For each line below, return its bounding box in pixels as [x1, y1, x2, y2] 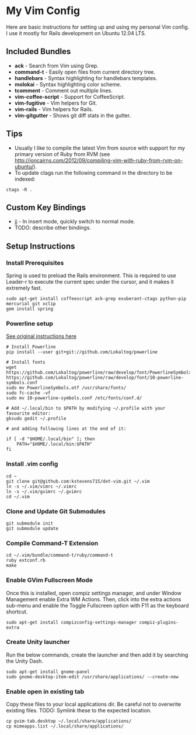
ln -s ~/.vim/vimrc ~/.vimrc [6, 484, 77, 489]
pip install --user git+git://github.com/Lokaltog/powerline [6, 349, 158, 355]
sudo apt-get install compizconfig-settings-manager [6, 619, 137, 625]
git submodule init [6, 520, 54, 526]
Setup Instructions [6, 241, 75, 251]
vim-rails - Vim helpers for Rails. [14, 105, 93, 112]
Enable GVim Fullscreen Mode [6, 576, 93, 584]
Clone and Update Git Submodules [6, 507, 106, 515]
